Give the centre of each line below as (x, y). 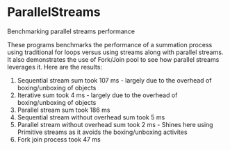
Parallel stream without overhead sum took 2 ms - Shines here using (115, 124)
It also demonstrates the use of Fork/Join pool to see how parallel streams (113, 59)
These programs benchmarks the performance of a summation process (110, 44)
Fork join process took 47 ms (59, 139)
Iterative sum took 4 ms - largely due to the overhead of (97, 95)
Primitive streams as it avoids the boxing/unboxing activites (102, 132)
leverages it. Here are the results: (55, 67)
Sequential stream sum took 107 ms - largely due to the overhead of (114, 80)
